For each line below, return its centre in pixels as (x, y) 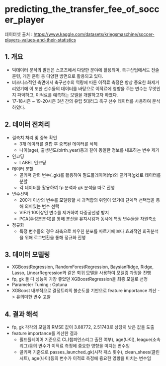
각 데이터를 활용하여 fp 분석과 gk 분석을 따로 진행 (67, 187)
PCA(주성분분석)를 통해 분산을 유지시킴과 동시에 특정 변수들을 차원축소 (88, 219)
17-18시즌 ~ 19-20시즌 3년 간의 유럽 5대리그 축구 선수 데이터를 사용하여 (81, 101)
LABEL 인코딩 (33, 162)
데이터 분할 (23, 169)
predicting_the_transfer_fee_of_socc (82, 9)
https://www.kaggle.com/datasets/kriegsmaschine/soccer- (94, 34)
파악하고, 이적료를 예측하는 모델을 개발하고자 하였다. (68, 95)
